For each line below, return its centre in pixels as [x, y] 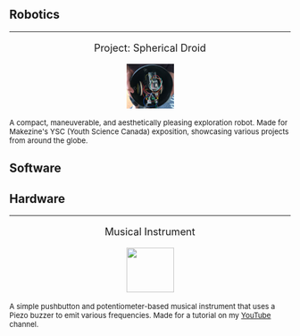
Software [35, 168]
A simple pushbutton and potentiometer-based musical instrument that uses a [142, 307]
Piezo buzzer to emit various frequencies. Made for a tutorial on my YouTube [140, 315]
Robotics [35, 15]
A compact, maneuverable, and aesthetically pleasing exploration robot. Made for [149, 122]
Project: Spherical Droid [150, 48]
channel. [24, 324]
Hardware [37, 199]
